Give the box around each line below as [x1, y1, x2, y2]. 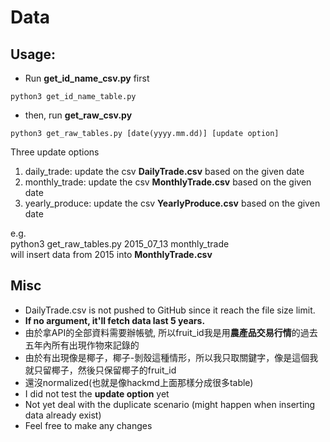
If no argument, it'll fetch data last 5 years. [24, 314, 206, 326]
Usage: [10, 46, 57, 63]
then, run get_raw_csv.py [24, 109, 133, 121]
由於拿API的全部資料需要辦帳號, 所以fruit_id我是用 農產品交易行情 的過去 [24, 326, 318, 338]
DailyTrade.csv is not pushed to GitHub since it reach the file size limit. [24, 304, 316, 316]
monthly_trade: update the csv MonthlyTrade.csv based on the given [24, 176, 312, 188]
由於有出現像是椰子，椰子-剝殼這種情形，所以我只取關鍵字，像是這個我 [24, 351, 319, 363]
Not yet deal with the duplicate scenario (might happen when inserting [24, 398, 316, 410]
